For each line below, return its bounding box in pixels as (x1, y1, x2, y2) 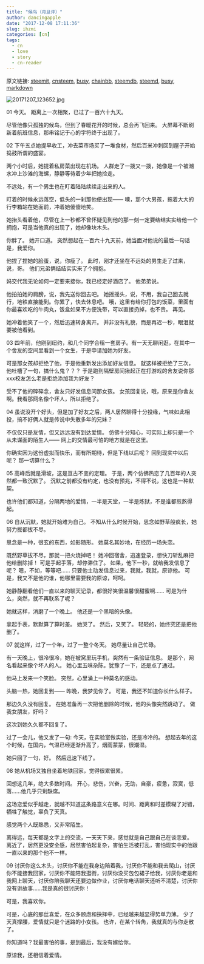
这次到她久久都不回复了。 (6, 721, 70, 728)
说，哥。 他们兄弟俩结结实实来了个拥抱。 (6, 265, 109, 272)
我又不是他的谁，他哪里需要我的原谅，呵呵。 (16, 574, 129, 582)
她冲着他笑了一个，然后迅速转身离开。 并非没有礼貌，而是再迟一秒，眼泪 (6, 318, 189, 325)
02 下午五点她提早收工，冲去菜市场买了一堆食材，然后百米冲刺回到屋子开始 (6, 141, 195, 149)
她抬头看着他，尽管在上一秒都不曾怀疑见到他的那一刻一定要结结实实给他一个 (6, 216, 198, 223)
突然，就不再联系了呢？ (16, 594, 76, 602)
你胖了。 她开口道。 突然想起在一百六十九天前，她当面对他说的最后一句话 (6, 236, 190, 243)
